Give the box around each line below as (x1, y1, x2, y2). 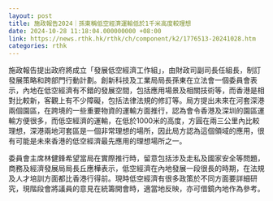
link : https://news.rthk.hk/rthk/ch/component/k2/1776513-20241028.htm (8, 34, 256, 43)
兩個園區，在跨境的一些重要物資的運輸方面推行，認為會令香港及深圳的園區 (8, 106, 258, 116)
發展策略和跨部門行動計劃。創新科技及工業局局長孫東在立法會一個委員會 (8, 75, 250, 85)
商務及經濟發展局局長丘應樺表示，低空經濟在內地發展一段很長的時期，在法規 (8, 164, 265, 173)
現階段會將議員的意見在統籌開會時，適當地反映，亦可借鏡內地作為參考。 (22, 184, 265, 194)
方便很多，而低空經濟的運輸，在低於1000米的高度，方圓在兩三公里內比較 (15, 116, 260, 126)
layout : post (8, 11, 53, 20)
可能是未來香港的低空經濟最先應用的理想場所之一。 (15, 136, 187, 146)
